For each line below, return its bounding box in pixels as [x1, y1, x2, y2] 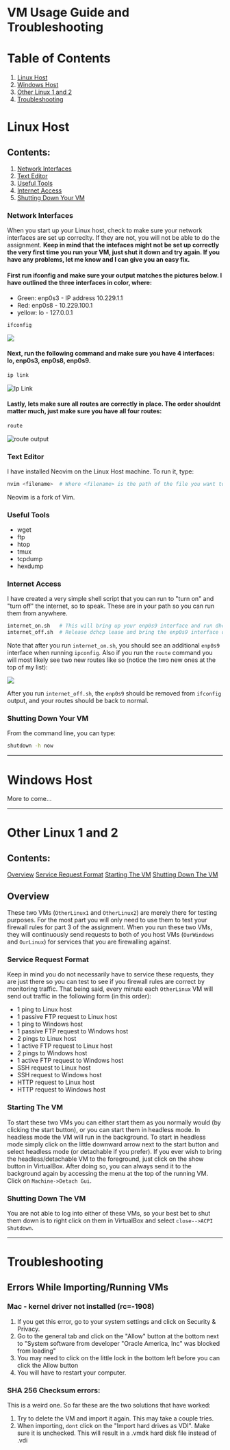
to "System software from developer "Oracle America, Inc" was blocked [16, 1339, 220, 1347]
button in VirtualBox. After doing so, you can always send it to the [7, 1162, 192, 1170]
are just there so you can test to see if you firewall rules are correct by [7, 978, 205, 986]
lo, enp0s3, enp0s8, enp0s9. [7, 356, 91, 365]
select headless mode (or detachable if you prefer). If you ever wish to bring [7, 1147, 222, 1155]
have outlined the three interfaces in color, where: [7, 279, 153, 287]
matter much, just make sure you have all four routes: [7, 407, 162, 415]
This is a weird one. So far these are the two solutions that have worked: [7, 1401, 211, 1410]
